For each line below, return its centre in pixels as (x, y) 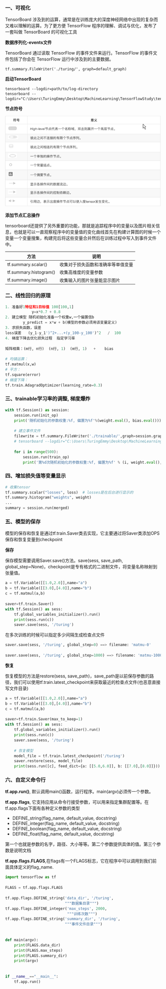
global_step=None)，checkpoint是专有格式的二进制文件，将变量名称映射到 (81, 567)
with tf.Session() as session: (37, 410)
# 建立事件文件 (27, 431)
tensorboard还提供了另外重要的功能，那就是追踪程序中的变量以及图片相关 (80, 226)
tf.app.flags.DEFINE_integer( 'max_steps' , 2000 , (56, 908)
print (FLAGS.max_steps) (39, 950)
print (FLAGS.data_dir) (37, 945)
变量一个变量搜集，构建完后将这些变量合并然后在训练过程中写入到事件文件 (81, 238)
